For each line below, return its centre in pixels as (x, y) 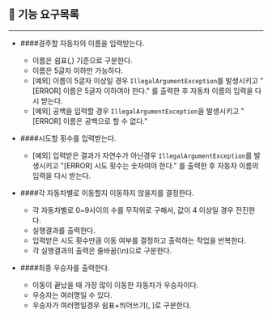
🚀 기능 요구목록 (44, 15)
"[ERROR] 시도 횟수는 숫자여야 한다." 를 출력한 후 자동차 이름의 (159, 165)
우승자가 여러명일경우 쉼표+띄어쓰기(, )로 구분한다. (112, 305)
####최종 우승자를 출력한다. (65, 267)
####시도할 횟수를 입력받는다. (68, 138)
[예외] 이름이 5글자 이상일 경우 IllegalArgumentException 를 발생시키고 (145, 80)
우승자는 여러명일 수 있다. (72, 295)
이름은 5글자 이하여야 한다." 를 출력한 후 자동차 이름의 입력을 (158, 91)
